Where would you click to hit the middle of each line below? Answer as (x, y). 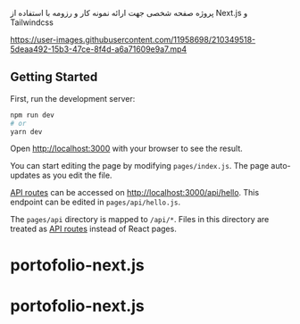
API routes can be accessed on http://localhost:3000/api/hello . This (135, 193)
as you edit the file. (77, 175)
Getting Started (54, 77)
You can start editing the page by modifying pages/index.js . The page (140, 166)
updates (25, 175)
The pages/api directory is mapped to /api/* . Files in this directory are (140, 220)
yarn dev (26, 132)
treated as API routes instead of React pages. (93, 229)
